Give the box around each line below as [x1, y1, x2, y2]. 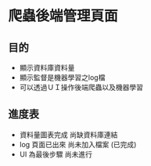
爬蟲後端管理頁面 [8, 7, 119, 25]
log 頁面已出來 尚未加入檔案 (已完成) [19, 139, 137, 149]
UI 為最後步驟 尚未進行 [19, 150, 92, 159]
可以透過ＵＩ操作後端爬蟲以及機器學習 [19, 83, 143, 92]
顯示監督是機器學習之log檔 [19, 73, 106, 82]
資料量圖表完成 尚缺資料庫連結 [19, 130, 118, 139]
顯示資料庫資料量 [19, 63, 75, 72]
